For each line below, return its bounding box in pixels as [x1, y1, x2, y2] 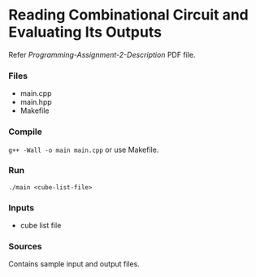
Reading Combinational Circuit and [8, 6, 249, 24]
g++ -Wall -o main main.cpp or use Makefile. [8, 145, 159, 154]
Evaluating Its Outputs [8, 23, 163, 41]
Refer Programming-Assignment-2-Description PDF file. [8, 50, 197, 59]
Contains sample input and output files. [8, 259, 140, 269]
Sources [8, 241, 42, 253]
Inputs [8, 201, 35, 213]
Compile [8, 126, 42, 137]
